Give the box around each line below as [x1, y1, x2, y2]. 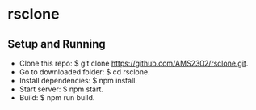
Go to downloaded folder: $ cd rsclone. [19, 67, 150, 77]
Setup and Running [7, 37, 106, 51]
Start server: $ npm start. [19, 84, 104, 94]
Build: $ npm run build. [19, 93, 95, 102]
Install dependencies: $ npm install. [19, 76, 138, 85]
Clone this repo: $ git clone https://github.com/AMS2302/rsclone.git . [19, 58, 249, 68]
